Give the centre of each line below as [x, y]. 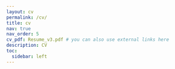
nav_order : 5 [23, 34]
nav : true [19, 28]
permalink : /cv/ [27, 17]
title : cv [19, 23]
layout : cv [20, 12]
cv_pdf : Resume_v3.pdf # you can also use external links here [88, 40]
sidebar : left [29, 56]
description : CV [27, 46]
